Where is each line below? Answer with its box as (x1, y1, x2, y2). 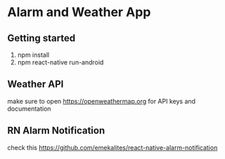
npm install (17, 50, 50, 59)
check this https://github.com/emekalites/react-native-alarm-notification (7, 143, 218, 151)
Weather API (7, 78, 64, 90)
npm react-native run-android (17, 58, 104, 67)
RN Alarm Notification (7, 125, 105, 137)
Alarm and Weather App (7, 4, 151, 20)
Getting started (7, 32, 76, 44)
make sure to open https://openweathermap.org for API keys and (7, 97, 195, 105)
